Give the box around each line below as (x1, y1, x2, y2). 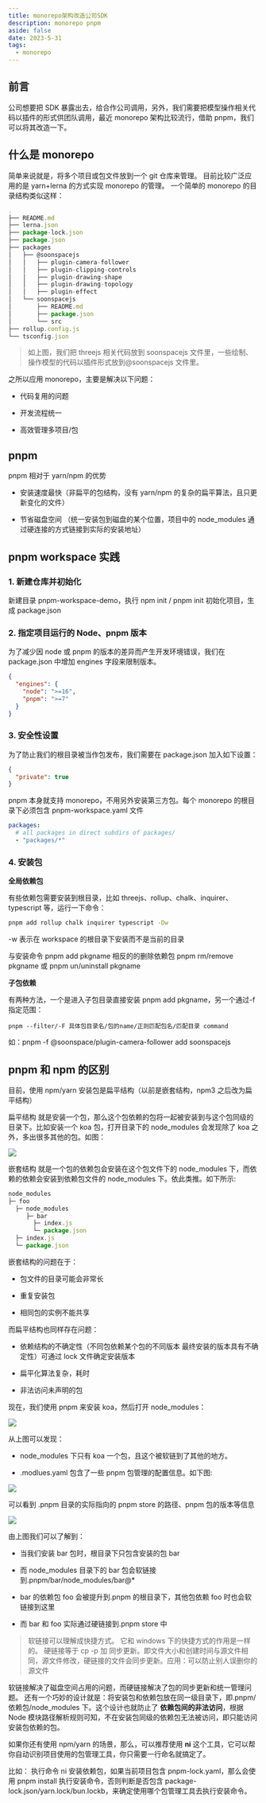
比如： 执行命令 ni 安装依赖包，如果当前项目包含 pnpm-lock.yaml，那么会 (8, 1766, 249, 1775)
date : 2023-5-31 (8, 33, 62, 42)
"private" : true (15, 773, 69, 781)
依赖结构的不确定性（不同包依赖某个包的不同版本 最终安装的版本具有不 (19, 1342, 252, 1351)
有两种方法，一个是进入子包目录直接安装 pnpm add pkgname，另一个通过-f (8, 995, 256, 1005)
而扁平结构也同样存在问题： (8, 1324, 99, 1334)
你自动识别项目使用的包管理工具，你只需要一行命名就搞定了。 (8, 1749, 210, 1758)
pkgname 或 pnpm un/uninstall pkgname (8, 961, 141, 971)
